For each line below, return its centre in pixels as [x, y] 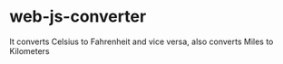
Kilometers [29, 50]
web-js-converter [78, 17]
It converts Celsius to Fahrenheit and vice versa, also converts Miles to [141, 41]
